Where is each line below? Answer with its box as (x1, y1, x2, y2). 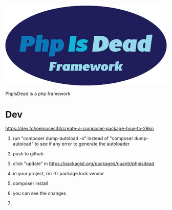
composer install (12, 180, 48, 186)
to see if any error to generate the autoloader (34, 141, 130, 147)
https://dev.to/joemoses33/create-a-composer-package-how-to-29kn (5, 126, 154, 132)
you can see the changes (12, 190, 67, 197)
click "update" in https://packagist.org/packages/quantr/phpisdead (12, 160, 155, 167)
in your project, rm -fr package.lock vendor (12, 171, 104, 177)
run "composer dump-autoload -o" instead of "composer (12, 135, 134, 142)
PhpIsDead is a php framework (5, 90, 71, 97)
